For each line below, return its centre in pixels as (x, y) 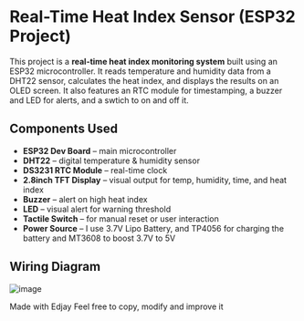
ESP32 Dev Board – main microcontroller (100, 150)
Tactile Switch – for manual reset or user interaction (121, 218)
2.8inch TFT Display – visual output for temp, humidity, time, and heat (155, 180)
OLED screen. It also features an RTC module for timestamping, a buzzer (146, 90)
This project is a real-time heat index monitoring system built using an (144, 61)
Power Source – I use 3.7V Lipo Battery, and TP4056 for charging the (153, 228)
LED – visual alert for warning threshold (97, 209)
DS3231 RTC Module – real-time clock (95, 170)
